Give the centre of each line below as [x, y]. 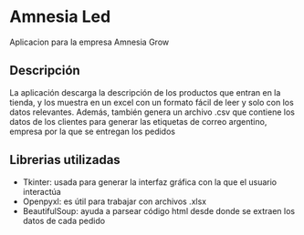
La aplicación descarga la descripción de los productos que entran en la [145, 92]
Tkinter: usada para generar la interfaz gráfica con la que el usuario [149, 182]
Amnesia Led [60, 17]
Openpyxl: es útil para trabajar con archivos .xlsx [115, 201]
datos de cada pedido [64, 220]
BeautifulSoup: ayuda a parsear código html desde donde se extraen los [158, 210]
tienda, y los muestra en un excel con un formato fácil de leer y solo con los [152, 102]
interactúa [42, 191]
